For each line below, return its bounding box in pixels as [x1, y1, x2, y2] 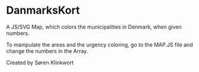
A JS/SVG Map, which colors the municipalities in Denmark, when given [6, 23, 182, 30]
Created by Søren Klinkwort [6, 59, 74, 66]
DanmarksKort [6, 4, 80, 17]
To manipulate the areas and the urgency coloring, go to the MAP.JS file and [6, 41, 193, 48]
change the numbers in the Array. [6, 47, 89, 54]
